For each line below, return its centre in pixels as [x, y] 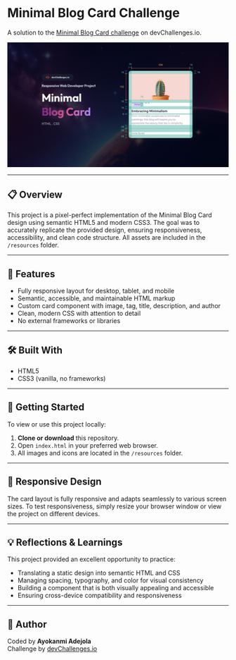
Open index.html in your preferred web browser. [88, 445]
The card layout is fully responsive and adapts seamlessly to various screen [117, 499]
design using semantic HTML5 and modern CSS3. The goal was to [104, 223]
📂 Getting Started [46, 407]
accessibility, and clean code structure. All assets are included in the [106, 238]
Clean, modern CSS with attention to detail [79, 313]
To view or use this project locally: [57, 424]
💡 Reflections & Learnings [65, 542]
